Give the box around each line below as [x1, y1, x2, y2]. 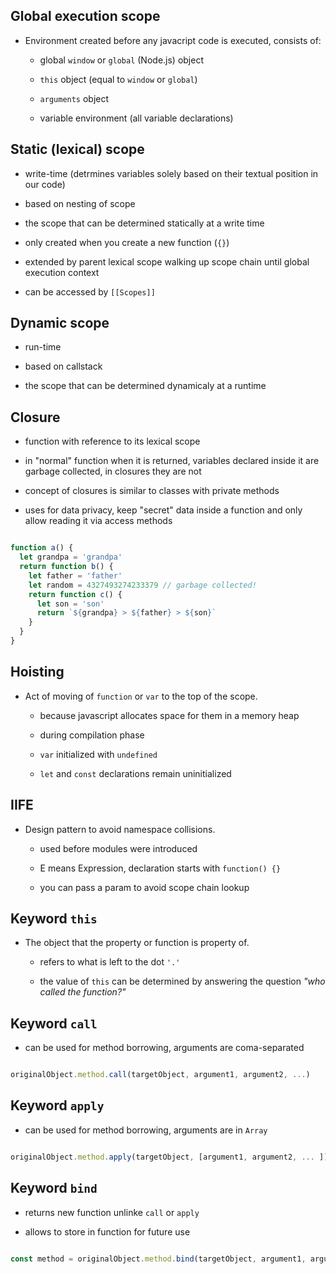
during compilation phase [39, 729, 145, 741]
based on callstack [24, 360, 103, 373]
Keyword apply [10, 1097, 105, 1114]
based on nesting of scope [24, 197, 136, 209]
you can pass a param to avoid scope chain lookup [39, 881, 250, 893]
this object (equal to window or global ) [39, 73, 198, 85]
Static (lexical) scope [10, 141, 145, 158]
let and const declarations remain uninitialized [39, 767, 232, 779]
